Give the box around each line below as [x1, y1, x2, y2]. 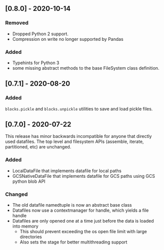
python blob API [12, 178, 46, 184]
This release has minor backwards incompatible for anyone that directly [5, 133, 152, 139]
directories [19, 234, 42, 240]
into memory [12, 223, 39, 229]
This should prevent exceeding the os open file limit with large [19, 229, 147, 235]
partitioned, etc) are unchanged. [5, 144, 72, 150]
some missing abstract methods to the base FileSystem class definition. [12, 65, 160, 71]
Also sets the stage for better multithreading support [19, 239, 128, 245]
